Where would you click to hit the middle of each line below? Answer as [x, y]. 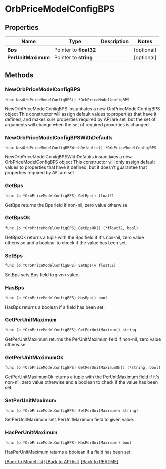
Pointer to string [73, 58]
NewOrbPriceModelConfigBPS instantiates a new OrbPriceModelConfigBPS [83, 109]
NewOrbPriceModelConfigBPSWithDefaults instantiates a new [69, 156]
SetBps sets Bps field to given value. [43, 275]
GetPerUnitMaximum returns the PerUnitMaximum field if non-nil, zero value [83, 339]
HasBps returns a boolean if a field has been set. [55, 307]
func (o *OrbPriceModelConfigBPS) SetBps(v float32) [61, 265]
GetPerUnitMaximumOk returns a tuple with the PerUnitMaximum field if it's [82, 377]
